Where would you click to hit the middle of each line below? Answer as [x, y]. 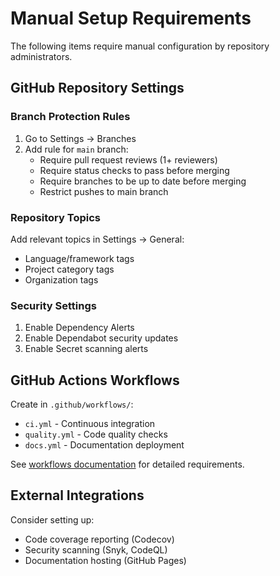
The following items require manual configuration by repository [140, 46]
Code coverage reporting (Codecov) [99, 539]
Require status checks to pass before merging [134, 170]
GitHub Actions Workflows [95, 380]
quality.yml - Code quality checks [96, 434]
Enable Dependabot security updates [101, 338]
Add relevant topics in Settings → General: [97, 239]
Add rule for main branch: [76, 149]
